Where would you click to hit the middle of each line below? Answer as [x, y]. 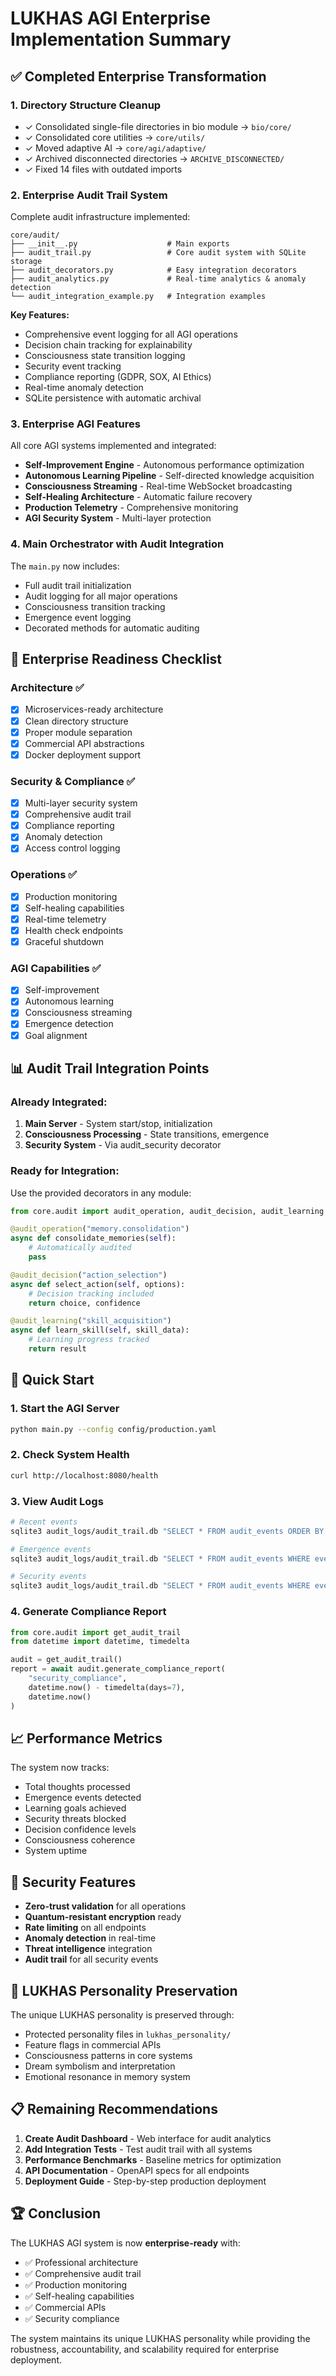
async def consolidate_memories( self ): [93, 1238]
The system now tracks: [60, 1768]
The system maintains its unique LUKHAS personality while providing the [160, 2338]
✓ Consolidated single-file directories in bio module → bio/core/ [158, 126]
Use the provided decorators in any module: [101, 1193]
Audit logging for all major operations [101, 596]
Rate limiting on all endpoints [85, 1928]
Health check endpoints [74, 930]
